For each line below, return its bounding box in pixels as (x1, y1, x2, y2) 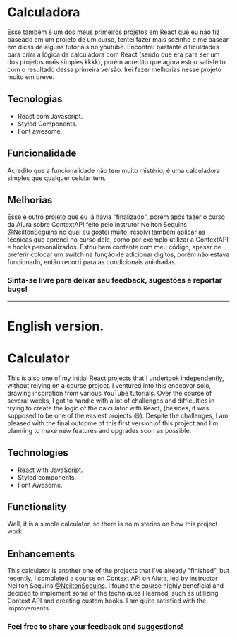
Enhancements (7, 548, 75, 560)
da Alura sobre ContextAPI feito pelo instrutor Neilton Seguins (7, 220, 187, 229)
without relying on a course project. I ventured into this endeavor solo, (7, 381, 212, 389)
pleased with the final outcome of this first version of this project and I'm (7, 418, 219, 427)
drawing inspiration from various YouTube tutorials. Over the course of (7, 389, 212, 397)
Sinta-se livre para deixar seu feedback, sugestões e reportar (7, 276, 222, 285)
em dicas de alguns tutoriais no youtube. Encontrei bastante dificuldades (7, 42, 220, 51)
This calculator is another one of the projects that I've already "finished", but (7, 567, 229, 575)
